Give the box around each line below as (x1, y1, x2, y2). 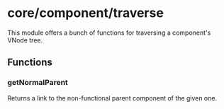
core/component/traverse (7, 5, 164, 21)
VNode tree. (7, 35, 43, 44)
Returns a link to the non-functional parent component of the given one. (7, 93, 218, 102)
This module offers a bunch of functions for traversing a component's (7, 28, 211, 37)
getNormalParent (7, 78, 69, 88)
